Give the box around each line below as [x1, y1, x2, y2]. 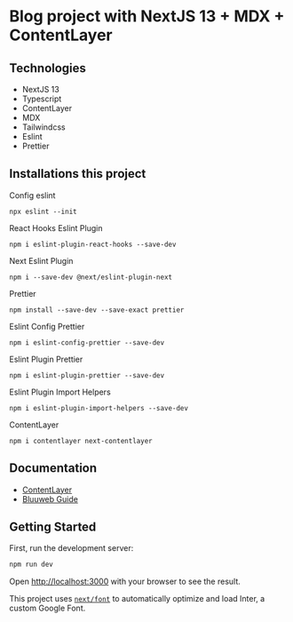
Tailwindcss [21, 122, 66, 132]
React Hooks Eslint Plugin [9, 222, 103, 233]
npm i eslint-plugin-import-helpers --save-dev [9, 403, 189, 412]
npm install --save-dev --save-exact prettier [9, 305, 185, 315]
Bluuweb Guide [21, 493, 78, 504]
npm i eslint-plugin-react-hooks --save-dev [9, 240, 177, 249]
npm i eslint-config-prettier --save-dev [9, 338, 165, 347]
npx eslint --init [9, 207, 77, 216]
